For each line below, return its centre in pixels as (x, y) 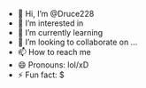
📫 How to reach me (54, 52)
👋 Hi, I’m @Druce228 (56, 14)
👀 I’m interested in (50, 23)
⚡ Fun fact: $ (41, 75)
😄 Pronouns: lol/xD (53, 65)
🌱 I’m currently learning (60, 32)
